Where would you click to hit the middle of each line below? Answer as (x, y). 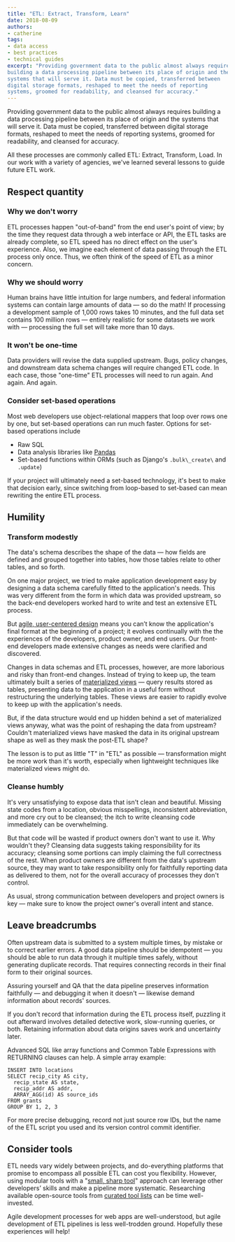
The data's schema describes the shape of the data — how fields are (107, 552)
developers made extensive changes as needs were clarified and (114, 646)
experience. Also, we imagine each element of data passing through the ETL (117, 249)
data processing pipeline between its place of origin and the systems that (113, 119)
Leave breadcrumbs (52, 926)
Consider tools (40, 1149)
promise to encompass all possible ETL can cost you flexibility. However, (112, 1173)
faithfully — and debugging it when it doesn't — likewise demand (101, 993)
